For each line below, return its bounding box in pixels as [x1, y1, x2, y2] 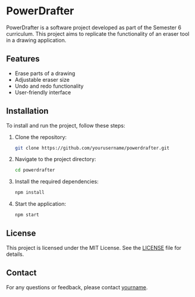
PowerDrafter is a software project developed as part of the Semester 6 [6, 24, 181, 31]
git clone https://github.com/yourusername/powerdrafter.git [14, 145, 170, 151]
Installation [6, 106, 49, 116]
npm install [14, 190, 45, 196]
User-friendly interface [14, 88, 71, 96]
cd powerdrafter [14, 167, 55, 174]
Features [6, 54, 40, 64]
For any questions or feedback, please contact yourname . [6, 283, 148, 290]
